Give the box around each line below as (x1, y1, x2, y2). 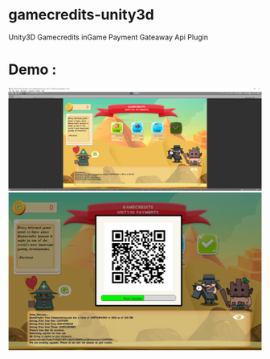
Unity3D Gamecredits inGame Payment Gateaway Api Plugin (8, 32, 209, 42)
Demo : (8, 60, 57, 79)
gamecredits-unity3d (8, 6, 155, 24)
